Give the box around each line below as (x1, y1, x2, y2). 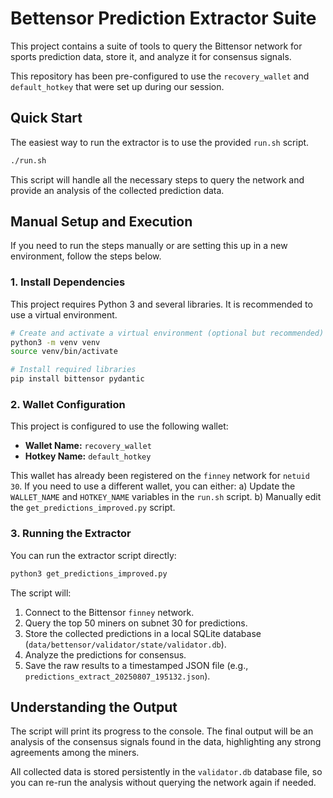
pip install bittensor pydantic (10, 374, 145, 384)
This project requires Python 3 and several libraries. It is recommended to (10, 298, 313, 310)
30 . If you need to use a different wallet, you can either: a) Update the (10, 480, 296, 492)
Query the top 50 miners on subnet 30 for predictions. (24, 617, 248, 629)
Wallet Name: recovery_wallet (24, 440, 152, 452)
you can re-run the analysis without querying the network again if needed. (10, 777, 317, 789)
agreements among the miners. (10, 747, 140, 759)
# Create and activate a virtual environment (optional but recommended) (10, 328, 325, 338)
